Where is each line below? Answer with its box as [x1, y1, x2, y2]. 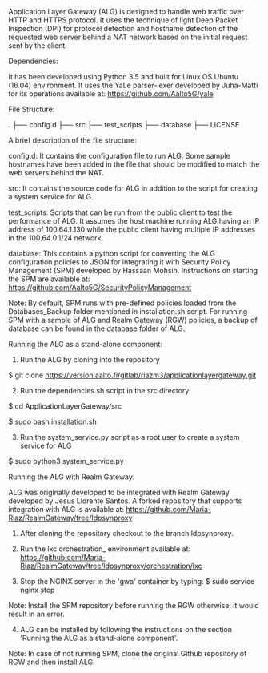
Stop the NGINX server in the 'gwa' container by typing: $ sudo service [19, 577, 255, 586]
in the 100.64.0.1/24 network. [8, 233, 104, 243]
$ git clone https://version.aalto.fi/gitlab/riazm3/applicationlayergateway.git [8, 370, 257, 380]
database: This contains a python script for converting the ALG [8, 248, 216, 258]
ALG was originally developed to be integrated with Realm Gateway [8, 488, 230, 497]
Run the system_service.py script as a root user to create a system [19, 433, 240, 441]
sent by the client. [8, 41, 68, 50]
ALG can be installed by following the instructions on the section [19, 625, 232, 634]
